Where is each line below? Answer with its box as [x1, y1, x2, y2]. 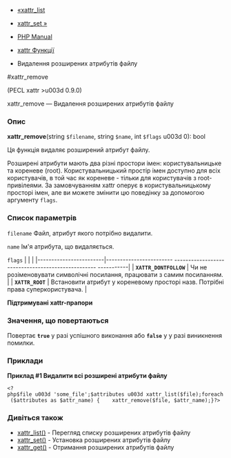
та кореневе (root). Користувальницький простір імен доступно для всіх [7, 166, 221, 175]
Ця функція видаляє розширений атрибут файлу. [7, 146, 150, 154]
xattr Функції [17, 46, 54, 54]
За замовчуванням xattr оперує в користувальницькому [44, 181, 212, 189]
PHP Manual [17, 32, 53, 41]
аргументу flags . [7, 196, 58, 204]
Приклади [7, 356, 43, 365]
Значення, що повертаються [7, 316, 109, 325]
